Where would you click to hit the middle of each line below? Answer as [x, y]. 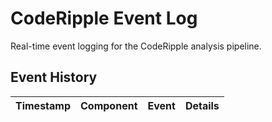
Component [109, 105]
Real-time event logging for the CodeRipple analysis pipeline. [136, 46]
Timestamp [43, 105]
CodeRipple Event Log [104, 18]
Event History [54, 77]
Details [202, 105]
